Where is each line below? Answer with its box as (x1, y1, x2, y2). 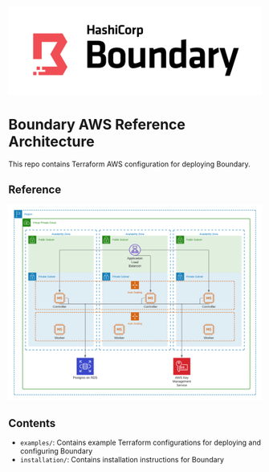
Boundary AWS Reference (8, 116, 186, 134)
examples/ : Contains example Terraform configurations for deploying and (19, 437, 262, 448)
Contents (8, 417, 56, 430)
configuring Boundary (19, 446, 93, 456)
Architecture (8, 133, 95, 151)
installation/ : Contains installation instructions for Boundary (19, 455, 225, 465)
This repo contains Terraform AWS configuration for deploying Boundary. (8, 159, 251, 169)
